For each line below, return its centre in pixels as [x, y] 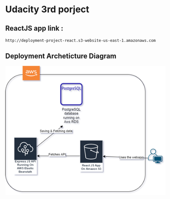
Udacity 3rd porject [47, 9]
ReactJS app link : [34, 28]
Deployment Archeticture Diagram [61, 56]
